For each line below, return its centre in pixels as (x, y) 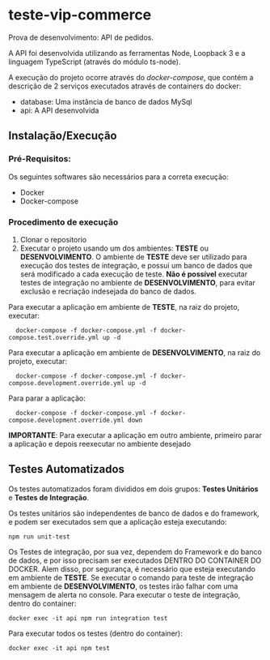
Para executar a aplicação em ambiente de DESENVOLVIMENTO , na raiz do (135, 352)
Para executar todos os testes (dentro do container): (96, 633)
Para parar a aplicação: (47, 398)
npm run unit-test (39, 537)
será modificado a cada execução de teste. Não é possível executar (134, 274)
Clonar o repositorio (53, 239)
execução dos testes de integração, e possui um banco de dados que (136, 265)
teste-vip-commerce (80, 15)
